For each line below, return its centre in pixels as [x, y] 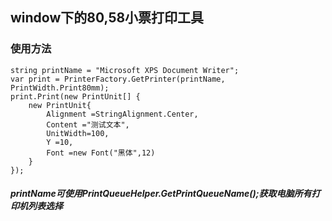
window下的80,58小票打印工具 [107, 18]
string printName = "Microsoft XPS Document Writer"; [125, 70]
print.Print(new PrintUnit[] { [75, 96]
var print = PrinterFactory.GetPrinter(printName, [118, 79]
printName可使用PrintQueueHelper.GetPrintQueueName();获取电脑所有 [161, 194]
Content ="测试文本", [88, 124]
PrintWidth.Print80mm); [60, 88]
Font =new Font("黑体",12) [101, 153]
